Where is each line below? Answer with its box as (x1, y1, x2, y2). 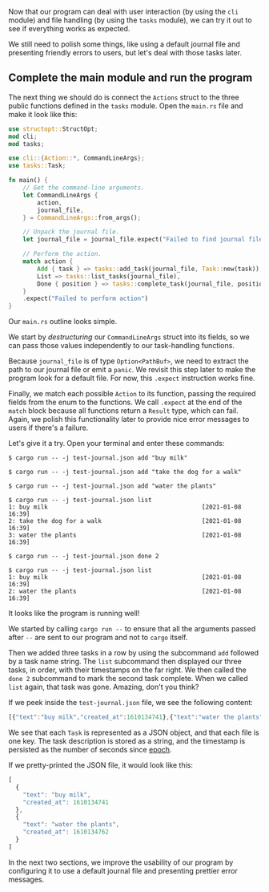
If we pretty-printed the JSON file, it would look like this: (8, 760, 194, 770)
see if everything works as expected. (8, 24, 130, 33)
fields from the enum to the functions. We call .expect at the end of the (8, 397, 243, 407)
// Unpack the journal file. (22, 228, 120, 236)
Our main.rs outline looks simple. (8, 317, 118, 326)
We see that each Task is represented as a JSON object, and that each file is (8, 728, 259, 737)
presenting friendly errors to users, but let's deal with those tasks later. (8, 48, 243, 57)
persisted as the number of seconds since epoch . (8, 745, 172, 755)
